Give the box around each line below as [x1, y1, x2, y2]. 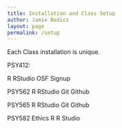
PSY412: [7, 61, 31, 69]
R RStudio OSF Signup [7, 75, 71, 83]
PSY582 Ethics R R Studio [7, 114, 81, 123]
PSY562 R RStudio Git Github [7, 88, 90, 96]
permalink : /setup [7, 29, 60, 36]
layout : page [7, 23, 45, 29]
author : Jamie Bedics [7, 16, 70, 23]
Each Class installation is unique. [7, 48, 101, 56]
